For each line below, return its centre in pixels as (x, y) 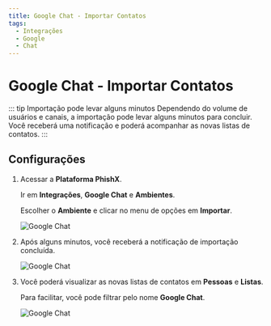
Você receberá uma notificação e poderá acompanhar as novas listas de (129, 125)
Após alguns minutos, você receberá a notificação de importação (129, 241)
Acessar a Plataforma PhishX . (71, 179)
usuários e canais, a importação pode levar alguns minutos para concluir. (130, 117)
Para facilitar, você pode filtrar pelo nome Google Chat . (112, 297)
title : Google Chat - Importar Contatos (78, 16)
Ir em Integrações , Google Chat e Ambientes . (97, 194)
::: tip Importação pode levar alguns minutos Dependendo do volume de (128, 108)
